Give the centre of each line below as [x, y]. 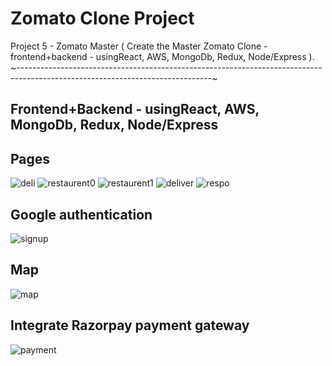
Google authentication [81, 214]
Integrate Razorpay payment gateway [130, 325]
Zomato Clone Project [102, 18]
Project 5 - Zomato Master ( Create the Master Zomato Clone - [139, 46]
